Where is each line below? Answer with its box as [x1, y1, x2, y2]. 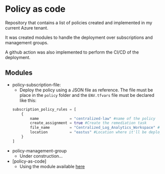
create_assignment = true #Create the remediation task [30, 120, 147, 126]
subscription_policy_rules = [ [12, 107, 77, 112]
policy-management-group [12, 147, 67, 153]
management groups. [5, 39, 49, 45]
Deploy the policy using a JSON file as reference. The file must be [19, 87, 153, 93]
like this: [19, 97, 37, 103]
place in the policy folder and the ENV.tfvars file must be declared [19, 92, 155, 98]
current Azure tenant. [5, 25, 49, 30]
